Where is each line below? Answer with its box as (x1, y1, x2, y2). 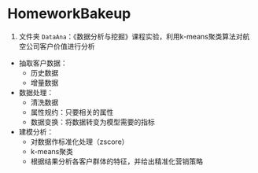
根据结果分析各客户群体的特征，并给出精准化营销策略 (30, 156, 204, 166)
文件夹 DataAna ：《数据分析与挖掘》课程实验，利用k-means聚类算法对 (18, 31, 243, 41)
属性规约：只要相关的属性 (30, 107, 114, 116)
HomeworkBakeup (7, 5, 131, 23)
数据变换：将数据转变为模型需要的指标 (30, 117, 155, 127)
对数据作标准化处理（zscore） (30, 137, 129, 146)
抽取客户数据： (18, 58, 68, 68)
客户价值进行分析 (39, 41, 95, 51)
